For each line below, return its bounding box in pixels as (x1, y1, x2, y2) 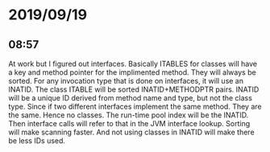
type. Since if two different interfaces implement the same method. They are (8, 102, 262, 111)
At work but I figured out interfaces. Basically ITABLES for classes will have (8, 59, 258, 68)
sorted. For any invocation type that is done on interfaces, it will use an (8, 76, 244, 85)
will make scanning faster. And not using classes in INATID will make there (8, 127, 255, 137)
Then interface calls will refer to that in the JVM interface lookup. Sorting (8, 119, 251, 128)
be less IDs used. (8, 136, 66, 146)
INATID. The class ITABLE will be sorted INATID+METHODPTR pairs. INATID (8, 84, 260, 94)
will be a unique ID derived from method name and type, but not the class (8, 93, 252, 102)
